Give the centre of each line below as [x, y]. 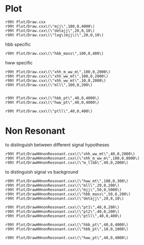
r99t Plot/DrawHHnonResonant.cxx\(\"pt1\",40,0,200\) [62, 207]
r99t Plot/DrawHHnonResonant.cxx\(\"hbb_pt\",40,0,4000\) [67, 225]
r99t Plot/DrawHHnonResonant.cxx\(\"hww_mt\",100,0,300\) [67, 181]
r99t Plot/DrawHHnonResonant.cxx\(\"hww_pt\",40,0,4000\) [67, 238]
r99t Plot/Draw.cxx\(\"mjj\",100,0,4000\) [50, 26]
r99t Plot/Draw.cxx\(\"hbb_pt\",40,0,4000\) [52, 98]
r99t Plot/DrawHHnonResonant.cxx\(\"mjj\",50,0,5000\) [63, 190]
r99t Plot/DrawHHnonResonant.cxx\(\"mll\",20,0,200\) [62, 185]
